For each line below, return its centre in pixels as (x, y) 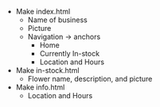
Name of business (57, 20)
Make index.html (43, 11)
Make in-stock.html (47, 70)
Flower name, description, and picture (90, 79)
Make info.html (40, 87)
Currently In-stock (70, 53)
